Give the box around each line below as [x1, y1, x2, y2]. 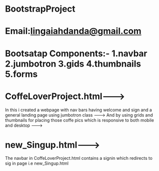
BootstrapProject [5, 3, 75, 15]
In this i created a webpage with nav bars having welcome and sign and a [5, 107, 152, 113]
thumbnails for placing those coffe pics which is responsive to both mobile [5, 117, 154, 123]
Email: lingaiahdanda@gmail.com [5, 26, 142, 37]
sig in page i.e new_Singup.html [5, 160, 69, 166]
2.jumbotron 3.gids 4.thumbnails [5, 58, 141, 69]
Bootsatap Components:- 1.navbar [5, 48, 147, 59]
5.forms [5, 68, 38, 80]
